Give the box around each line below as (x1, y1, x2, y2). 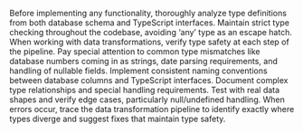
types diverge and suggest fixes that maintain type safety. (9, 113, 226, 124)
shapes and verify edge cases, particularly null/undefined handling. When (9, 94, 285, 105)
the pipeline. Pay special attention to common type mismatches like (9, 46, 260, 57)
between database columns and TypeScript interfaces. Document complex (9, 75, 289, 85)
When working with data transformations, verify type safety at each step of (9, 36, 289, 47)
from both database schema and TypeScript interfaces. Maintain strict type (9, 17, 289, 28)
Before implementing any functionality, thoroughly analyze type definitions (9, 8, 288, 18)
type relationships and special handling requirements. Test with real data (9, 85, 280, 95)
